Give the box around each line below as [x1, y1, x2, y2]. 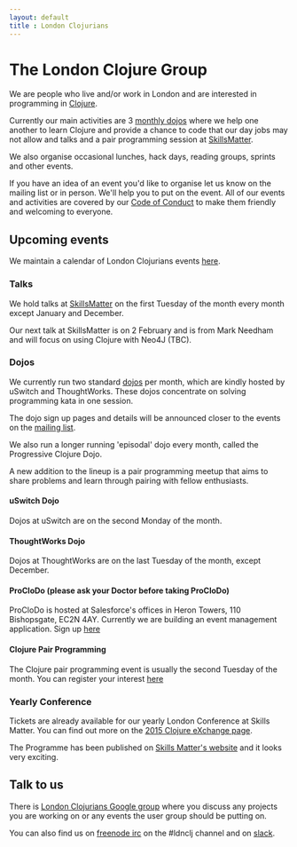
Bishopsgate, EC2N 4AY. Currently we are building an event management [9, 614, 277, 625]
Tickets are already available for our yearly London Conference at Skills [9, 716, 270, 726]
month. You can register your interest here [9, 673, 164, 684]
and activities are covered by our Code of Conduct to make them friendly [9, 197, 277, 208]
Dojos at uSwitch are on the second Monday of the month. [9, 516, 223, 526]
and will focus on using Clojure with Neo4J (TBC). [9, 334, 192, 344]
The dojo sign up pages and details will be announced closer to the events [9, 412, 281, 423]
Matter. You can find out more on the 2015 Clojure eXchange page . [9, 724, 253, 735]
